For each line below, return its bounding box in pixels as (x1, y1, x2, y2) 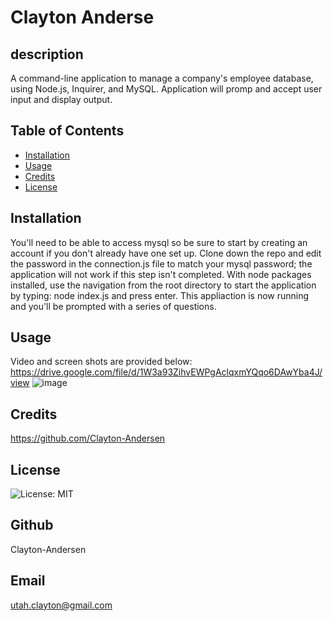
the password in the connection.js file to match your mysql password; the (10, 257, 313, 270)
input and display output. (10, 94, 113, 105)
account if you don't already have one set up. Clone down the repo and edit (10, 247, 322, 259)
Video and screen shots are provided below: (10, 356, 193, 368)
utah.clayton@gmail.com (10, 599, 113, 611)
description (10, 46, 84, 63)
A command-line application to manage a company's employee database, (10, 72, 314, 84)
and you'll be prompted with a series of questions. (10, 300, 217, 312)
